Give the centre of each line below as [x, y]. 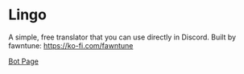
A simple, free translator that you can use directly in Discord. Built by [122, 37]
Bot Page [23, 61]
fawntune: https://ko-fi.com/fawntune [71, 45]
